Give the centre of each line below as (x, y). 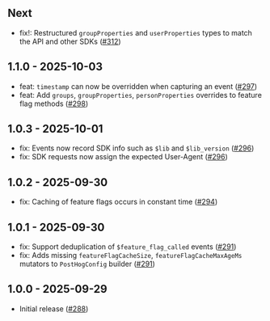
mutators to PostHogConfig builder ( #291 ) (87, 264)
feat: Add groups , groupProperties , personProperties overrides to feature (140, 95)
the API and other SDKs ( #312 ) (70, 41)
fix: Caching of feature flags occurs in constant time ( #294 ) (118, 202)
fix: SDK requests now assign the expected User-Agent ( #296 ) (123, 157)
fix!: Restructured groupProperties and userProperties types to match (135, 32)
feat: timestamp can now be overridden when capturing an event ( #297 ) (138, 86)
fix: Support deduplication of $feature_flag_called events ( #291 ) (128, 247)
